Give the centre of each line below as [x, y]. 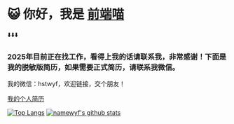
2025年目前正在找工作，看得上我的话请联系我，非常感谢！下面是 [117, 57]
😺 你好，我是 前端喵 [66, 14]
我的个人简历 [26, 99]
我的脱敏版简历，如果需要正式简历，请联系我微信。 [94, 67]
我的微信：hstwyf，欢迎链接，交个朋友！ [67, 84]
